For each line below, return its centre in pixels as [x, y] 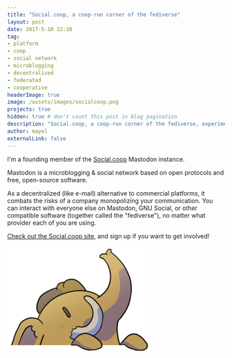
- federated [24, 80]
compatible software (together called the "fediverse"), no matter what [106, 215]
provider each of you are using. [52, 223]
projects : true [29, 110]
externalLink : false [37, 138]
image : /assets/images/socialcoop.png [63, 102]
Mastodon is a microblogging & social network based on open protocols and [116, 172]
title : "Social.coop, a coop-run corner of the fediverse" [94, 15]
